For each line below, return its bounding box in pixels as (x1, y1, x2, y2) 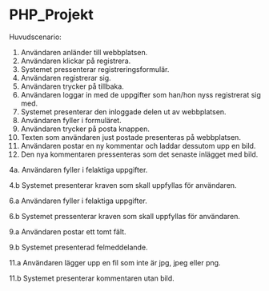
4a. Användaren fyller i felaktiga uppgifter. (9, 165, 148, 174)
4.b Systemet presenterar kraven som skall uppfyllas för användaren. (9, 180, 237, 189)
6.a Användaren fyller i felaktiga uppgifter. (9, 196, 147, 205)
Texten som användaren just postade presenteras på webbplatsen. (20, 132, 241, 142)
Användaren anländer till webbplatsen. (20, 47, 148, 57)
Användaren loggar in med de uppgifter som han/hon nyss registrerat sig (20, 90, 261, 99)
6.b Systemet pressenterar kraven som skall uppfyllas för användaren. (9, 211, 241, 221)
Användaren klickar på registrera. (20, 56, 131, 66)
